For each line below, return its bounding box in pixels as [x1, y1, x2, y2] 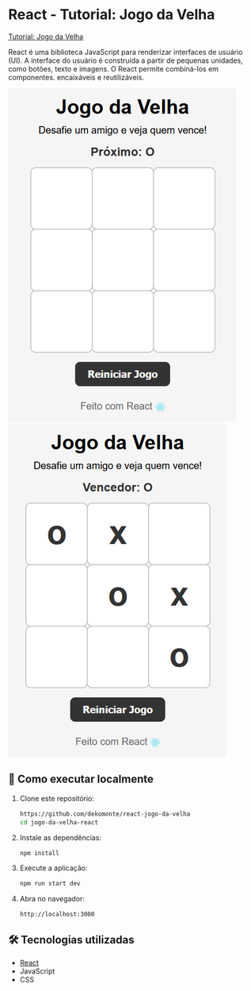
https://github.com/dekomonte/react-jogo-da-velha [19, 810, 191, 818]
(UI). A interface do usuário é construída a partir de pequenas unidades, [8, 56, 243, 65]
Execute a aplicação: [19, 863, 88, 873]
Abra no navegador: [19, 894, 86, 904]
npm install [19, 849, 59, 857]
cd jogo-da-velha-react [19, 818, 99, 827]
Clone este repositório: [19, 793, 95, 803]
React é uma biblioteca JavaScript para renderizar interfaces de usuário [8, 47, 243, 56]
